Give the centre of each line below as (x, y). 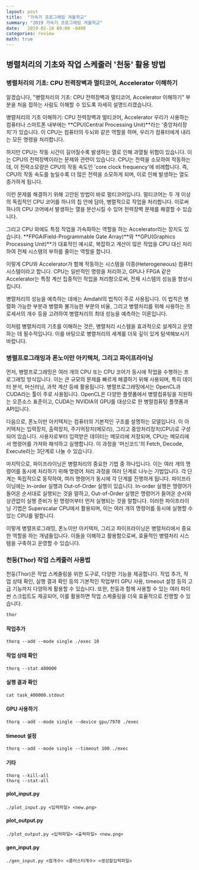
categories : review (30, 34)
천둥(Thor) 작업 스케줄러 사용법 (48, 560)
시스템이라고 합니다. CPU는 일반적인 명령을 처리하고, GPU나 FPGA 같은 (89, 271)
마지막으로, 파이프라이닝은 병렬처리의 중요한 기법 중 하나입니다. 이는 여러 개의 (95, 464)
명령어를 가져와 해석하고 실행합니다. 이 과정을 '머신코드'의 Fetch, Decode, (98, 444)
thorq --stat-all (28, 780)
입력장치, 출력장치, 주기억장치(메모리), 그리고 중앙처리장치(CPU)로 (103, 429)
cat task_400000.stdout (36, 695)
